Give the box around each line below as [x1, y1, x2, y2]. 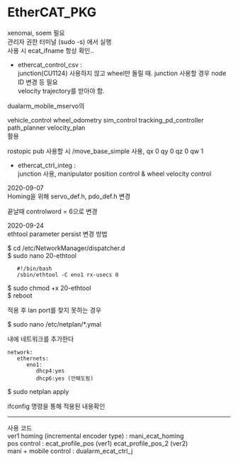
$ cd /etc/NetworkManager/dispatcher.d [7, 244, 125, 252]
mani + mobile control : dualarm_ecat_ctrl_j [7, 446, 133, 455]
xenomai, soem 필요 [7, 28, 65, 37]
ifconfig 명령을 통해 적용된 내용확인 [7, 402, 106, 410]
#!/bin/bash [16, 265, 52, 272]
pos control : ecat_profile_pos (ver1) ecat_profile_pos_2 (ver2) [7, 439, 188, 447]
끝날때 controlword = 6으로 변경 [7, 207, 98, 215]
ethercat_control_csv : [17, 60, 83, 69]
